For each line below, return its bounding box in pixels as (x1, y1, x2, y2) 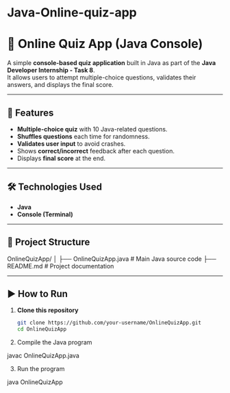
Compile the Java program (16, 338, 92, 346)
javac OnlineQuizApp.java (7, 351, 80, 360)
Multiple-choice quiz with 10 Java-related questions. (16, 125, 168, 133)
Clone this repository (16, 306, 79, 314)
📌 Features (7, 107, 54, 118)
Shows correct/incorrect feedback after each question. (16, 147, 175, 155)
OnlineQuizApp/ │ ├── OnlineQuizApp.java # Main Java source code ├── (7, 255, 217, 263)
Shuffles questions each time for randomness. (16, 132, 150, 140)
